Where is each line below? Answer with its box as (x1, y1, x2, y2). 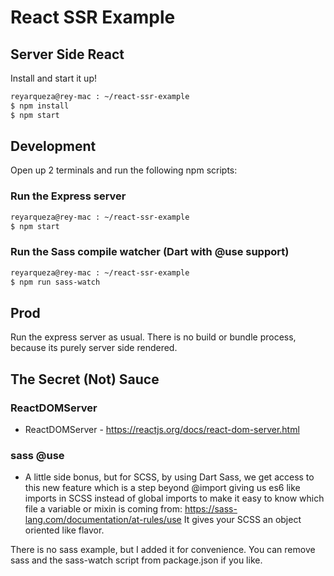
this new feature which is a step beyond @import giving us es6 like (24, 482, 301, 494)
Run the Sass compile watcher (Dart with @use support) (10, 245, 290, 259)
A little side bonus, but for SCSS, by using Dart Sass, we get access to (24, 471, 315, 483)
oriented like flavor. (24, 524, 105, 536)
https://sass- (184, 503, 238, 515)
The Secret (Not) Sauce (10, 371, 160, 388)
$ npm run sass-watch (10, 277, 101, 287)
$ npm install (10, 101, 70, 111)
